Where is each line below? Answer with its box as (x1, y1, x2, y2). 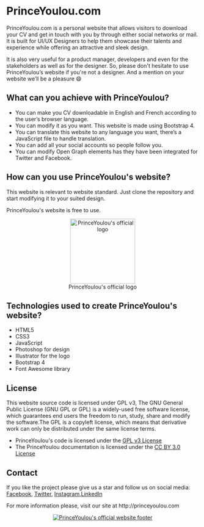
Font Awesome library (15, 365, 70, 373)
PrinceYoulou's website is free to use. (6, 206, 101, 213)
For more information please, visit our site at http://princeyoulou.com (6, 502, 180, 509)
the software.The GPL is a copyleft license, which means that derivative (6, 418, 187, 426)
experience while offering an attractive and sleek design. (6, 43, 150, 51)
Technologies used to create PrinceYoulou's (6, 301, 178, 311)
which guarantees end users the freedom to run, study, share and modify (6, 412, 191, 420)
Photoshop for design (15, 346, 70, 353)
